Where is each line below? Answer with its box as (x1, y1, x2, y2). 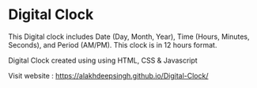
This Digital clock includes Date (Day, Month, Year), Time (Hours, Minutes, (8, 32, 251, 41)
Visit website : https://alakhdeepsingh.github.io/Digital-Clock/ (8, 71, 209, 80)
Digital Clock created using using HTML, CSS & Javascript (8, 55, 198, 65)
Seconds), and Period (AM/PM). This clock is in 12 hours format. (8, 40, 217, 49)
